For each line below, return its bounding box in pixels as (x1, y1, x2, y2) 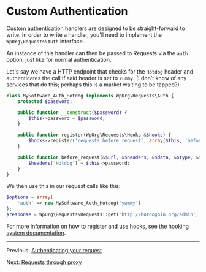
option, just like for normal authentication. (6, 56, 112, 63)
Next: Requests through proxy (6, 259, 82, 266)
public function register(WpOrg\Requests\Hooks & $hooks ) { (17, 132, 172, 138)
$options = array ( (6, 194, 53, 200)
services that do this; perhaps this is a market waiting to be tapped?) (6, 81, 180, 88)
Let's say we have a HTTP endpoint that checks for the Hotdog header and (6, 67, 194, 75)
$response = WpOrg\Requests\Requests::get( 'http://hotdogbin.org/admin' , (6, 211, 199, 218)
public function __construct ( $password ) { (17, 109, 128, 116)
